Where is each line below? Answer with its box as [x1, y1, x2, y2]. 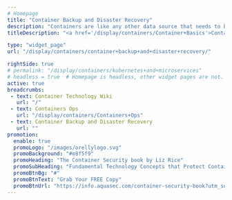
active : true [7, 80, 45, 87]
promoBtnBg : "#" [13, 170, 60, 177]
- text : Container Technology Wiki [10, 92, 113, 100]
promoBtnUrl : [13, 182, 51, 190]
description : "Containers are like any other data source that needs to [7, 23, 221, 30]
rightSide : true [7, 61, 54, 68]
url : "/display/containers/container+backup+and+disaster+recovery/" [7, 48, 212, 55]
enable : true [13, 137, 51, 145]
